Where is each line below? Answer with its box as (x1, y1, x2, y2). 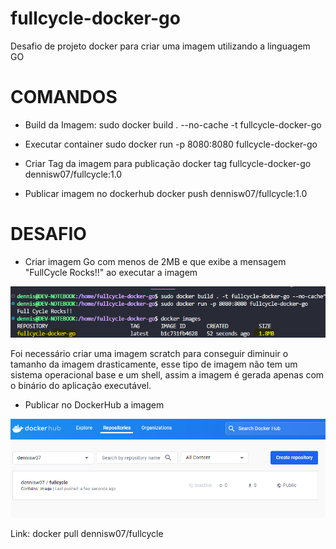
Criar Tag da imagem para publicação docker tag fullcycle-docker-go (24, 157, 312, 169)
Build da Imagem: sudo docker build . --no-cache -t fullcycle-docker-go (24, 118, 322, 131)
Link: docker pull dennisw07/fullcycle (10, 527, 164, 539)
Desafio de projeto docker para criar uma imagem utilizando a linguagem (10, 40, 311, 52)
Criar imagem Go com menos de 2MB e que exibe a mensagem (24, 255, 287, 267)
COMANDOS (10, 86, 118, 109)
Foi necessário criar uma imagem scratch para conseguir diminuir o (10, 347, 289, 359)
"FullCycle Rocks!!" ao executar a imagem (24, 266, 198, 278)
